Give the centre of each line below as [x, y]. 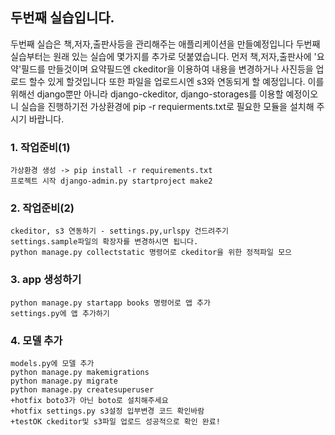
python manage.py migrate [64, 381]
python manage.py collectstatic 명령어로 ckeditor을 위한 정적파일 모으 [151, 253]
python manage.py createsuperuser [82, 390]
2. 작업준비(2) [42, 208]
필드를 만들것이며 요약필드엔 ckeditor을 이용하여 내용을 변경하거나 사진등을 [167, 69]
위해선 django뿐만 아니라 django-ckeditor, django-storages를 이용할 [147, 94]
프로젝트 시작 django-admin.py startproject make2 [111, 181]
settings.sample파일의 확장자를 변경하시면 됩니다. [104, 242]
